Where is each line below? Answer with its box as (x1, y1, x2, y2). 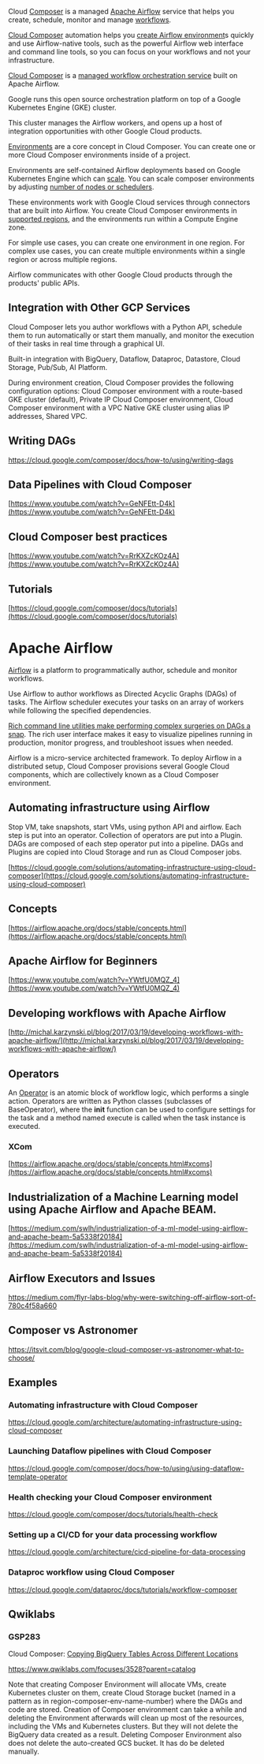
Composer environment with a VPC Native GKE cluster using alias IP (8, 402, 230, 413)
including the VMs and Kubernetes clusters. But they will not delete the (8, 1721, 239, 1731)
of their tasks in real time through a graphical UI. (8, 338, 165, 348)
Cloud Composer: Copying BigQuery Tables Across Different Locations (8, 1649, 239, 1659)
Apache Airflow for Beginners (8, 955, 158, 968)
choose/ (8, 1353, 35, 1362)
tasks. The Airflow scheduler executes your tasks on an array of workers (8, 697, 244, 707)
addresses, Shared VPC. (8, 411, 88, 420)
